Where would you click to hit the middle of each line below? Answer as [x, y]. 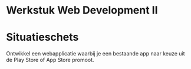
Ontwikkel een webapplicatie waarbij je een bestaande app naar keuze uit [95, 54]
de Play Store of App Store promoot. [50, 60]
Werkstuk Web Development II [82, 10]
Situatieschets [42, 37]
